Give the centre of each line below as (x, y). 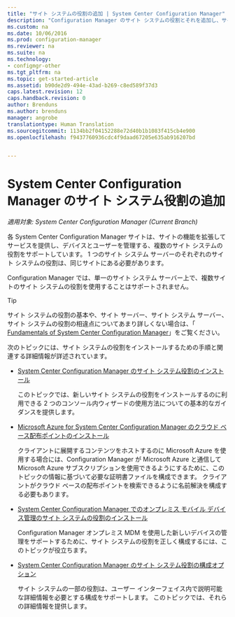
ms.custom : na (28, 27)
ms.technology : (29, 59)
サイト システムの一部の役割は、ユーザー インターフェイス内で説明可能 (120, 589)
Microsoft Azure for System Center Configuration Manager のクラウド (118, 427)
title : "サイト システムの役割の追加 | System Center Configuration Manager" (116, 14)
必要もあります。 (48, 495)
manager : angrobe (33, 118)
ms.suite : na (26, 53)
